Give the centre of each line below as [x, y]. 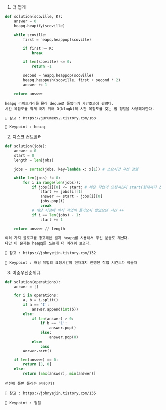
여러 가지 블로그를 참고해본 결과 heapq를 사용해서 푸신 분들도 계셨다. [67, 238]
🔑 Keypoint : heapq [25, 127]
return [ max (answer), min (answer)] [60, 374]
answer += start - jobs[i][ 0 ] [71, 197]
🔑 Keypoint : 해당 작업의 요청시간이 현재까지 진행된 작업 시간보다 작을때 [71, 263]
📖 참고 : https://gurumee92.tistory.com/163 [51, 118]
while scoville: [31, 35]
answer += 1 [35, 85]
